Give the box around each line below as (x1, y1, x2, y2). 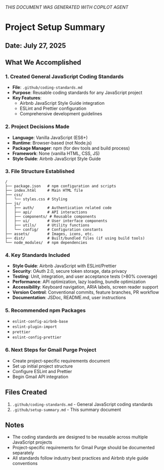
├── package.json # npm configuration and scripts (5, 183, 116, 188)
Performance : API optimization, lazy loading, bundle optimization (12, 279, 146, 285)
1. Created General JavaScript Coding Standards (5, 73, 124, 80)
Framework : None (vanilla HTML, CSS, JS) (12, 150, 100, 156)
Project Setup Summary (5, 22, 106, 33)
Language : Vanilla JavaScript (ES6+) (12, 134, 88, 141)
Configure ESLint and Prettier (12, 368, 72, 374)
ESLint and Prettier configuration (19, 105, 87, 111)
